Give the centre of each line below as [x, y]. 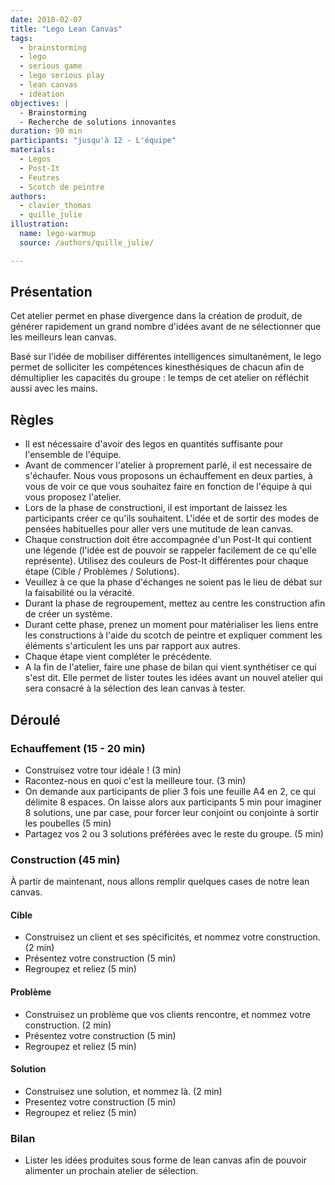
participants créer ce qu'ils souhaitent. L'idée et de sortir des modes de [172, 518]
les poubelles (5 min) [68, 823]
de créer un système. [68, 614]
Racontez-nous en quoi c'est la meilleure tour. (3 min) [135, 780]
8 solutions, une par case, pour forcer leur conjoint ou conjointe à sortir [172, 812]
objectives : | [40, 103]
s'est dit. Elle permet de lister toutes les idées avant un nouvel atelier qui [173, 678]
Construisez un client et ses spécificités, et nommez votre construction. [172, 937]
